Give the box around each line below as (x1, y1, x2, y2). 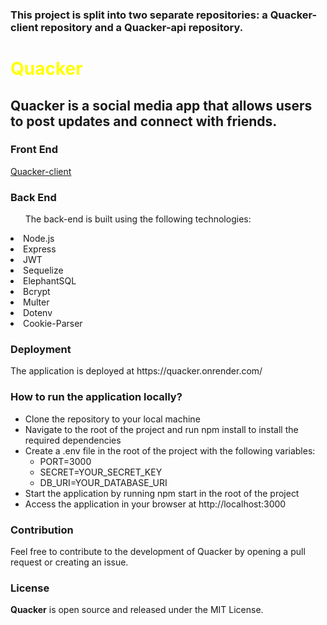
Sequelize (23, 264, 64, 277)
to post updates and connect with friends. (10, 113, 278, 130)
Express (23, 243, 57, 255)
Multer (23, 296, 50, 308)
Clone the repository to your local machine (24, 413, 201, 425)
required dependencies (24, 434, 122, 446)
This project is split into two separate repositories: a (10, 8, 268, 22)
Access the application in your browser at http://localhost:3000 (24, 498, 287, 510)
